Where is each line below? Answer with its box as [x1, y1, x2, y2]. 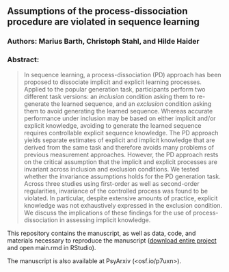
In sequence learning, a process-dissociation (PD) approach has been [23, 70, 221, 79]
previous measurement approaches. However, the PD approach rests [23, 150, 219, 159]
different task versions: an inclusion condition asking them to [23, 92, 196, 100]
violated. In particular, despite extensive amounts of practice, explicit [23, 194, 218, 202]
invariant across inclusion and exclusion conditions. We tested [23, 165, 200, 173]
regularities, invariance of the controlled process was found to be [23, 187, 208, 195]
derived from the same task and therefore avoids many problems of [23, 143, 214, 151]
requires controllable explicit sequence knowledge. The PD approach [23, 128, 219, 137]
